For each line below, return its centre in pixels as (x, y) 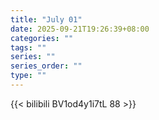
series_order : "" (46, 66)
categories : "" (42, 38)
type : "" (28, 76)
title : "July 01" (46, 19)
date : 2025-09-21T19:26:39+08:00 (80, 29)
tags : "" (28, 47)
